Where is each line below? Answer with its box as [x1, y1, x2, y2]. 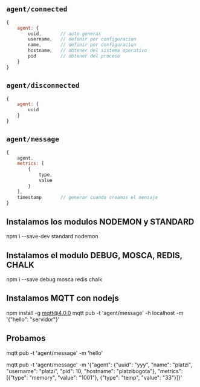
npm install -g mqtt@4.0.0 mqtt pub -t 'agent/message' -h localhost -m [6, 309, 184, 316]
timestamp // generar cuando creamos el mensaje [17, 194, 158, 200]
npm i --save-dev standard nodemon [6, 233, 98, 240]
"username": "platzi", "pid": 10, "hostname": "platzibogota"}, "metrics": [6, 367, 183, 374]
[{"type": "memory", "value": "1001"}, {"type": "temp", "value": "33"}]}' [6, 374, 182, 381]
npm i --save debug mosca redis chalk [6, 276, 103, 283]
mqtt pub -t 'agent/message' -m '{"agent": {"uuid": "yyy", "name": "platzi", [6, 361, 192, 368]
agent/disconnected [6, 81, 80, 90]
